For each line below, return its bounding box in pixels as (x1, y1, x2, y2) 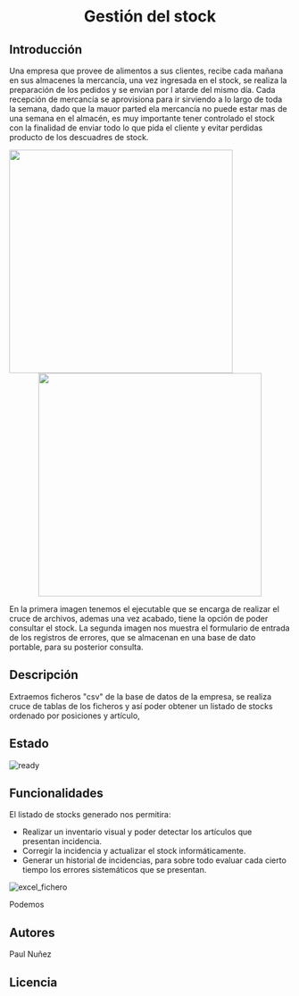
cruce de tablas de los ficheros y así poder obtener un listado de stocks (9, 700, 274, 711)
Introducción (9, 42, 83, 57)
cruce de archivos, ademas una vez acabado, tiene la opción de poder (9, 614, 269, 624)
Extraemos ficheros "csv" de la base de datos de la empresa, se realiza (9, 691, 272, 702)
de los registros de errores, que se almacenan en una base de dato (9, 632, 256, 642)
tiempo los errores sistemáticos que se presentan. (21, 865, 207, 875)
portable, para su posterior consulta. (9, 641, 145, 652)
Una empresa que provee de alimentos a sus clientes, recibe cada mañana (9, 65, 284, 76)
